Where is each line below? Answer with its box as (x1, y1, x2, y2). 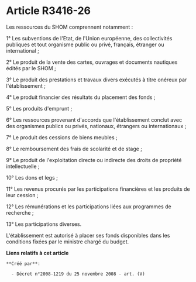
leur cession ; (6, 191, 39, 198)
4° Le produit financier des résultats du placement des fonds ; (6, 94, 156, 101)
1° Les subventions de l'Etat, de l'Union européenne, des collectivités (6, 35, 173, 42)
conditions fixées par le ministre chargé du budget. (6, 238, 129, 245)
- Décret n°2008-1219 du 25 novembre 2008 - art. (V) (11, 271, 145, 277)
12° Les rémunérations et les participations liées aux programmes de (6, 203, 171, 210)
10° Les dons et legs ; (6, 174, 59, 181)
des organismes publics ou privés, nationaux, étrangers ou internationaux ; (6, 122, 187, 129)
